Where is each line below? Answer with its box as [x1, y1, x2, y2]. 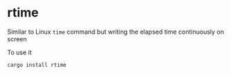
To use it [7, 48, 33, 56]
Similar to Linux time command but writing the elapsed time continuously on [7, 28, 224, 36]
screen [7, 34, 28, 43]
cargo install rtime [7, 61, 67, 68]
